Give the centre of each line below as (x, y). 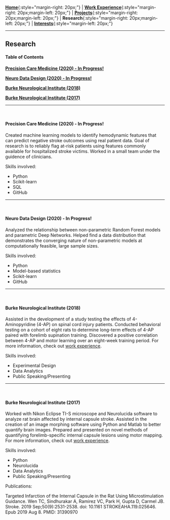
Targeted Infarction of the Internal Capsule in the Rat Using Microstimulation (84, 496)
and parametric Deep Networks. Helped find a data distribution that (75, 235)
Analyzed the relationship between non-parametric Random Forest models (83, 230)
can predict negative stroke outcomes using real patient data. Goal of (77, 140)
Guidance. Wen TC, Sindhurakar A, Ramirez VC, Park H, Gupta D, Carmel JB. (85, 501)
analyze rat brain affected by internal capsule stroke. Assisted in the (76, 419)
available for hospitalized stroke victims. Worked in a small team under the (83, 151)
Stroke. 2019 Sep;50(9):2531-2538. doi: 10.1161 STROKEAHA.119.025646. (81, 507)
